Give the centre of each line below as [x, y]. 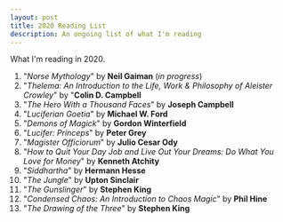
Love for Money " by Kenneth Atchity [91, 162]
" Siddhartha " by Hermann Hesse [84, 170]
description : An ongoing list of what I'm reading [106, 34]
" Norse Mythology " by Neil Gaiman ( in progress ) [113, 76]
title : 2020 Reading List [58, 26]
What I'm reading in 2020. [58, 59]
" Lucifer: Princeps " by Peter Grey [85, 133]
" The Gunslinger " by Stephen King [87, 190]
